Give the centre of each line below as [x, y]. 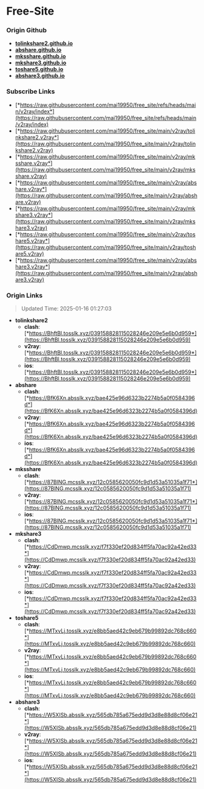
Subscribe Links [31, 91]
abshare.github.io [38, 50]
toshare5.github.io [39, 69]
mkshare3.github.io [41, 63]
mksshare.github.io [40, 57]
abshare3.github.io [40, 76]
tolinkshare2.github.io [44, 43]
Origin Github [27, 30]
